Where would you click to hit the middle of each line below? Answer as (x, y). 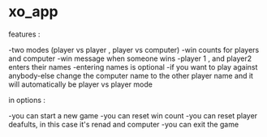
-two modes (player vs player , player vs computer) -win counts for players (134, 49)
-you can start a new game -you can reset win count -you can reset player (133, 115)
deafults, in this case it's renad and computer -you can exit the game (124, 124)
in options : (27, 100)
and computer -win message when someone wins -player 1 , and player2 (130, 58)
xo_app (33, 12)
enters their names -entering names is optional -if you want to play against (133, 66)
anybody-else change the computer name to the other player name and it (131, 75)
